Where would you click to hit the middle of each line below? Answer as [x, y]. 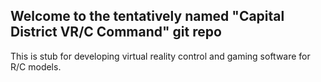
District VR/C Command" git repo [116, 32]
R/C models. [36, 66]
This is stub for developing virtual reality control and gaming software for [160, 56]
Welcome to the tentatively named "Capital [147, 16]
